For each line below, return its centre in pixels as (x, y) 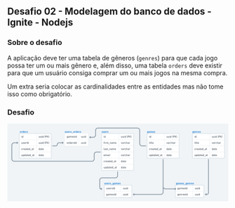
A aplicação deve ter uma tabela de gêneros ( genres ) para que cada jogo (113, 58)
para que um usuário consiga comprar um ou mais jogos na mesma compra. (117, 72)
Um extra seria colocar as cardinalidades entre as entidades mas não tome (115, 86)
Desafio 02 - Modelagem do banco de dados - (109, 12)
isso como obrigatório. (40, 93)
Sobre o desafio (35, 43)
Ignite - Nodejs (40, 23)
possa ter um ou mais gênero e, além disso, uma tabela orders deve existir (115, 65)
